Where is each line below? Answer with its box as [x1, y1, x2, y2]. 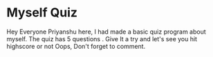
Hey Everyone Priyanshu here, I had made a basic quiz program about [6, 27, 207, 36]
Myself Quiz [6, 5, 77, 21]
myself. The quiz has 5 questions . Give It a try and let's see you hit [6, 34, 198, 43]
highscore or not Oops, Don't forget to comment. [6, 42, 146, 50]
